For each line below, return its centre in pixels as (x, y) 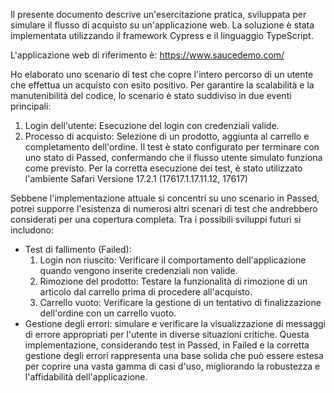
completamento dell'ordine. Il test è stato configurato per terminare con (172, 147)
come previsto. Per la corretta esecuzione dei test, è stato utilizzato (163, 168)
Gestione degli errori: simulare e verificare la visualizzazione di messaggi (175, 323)
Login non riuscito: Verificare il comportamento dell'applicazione (173, 260)
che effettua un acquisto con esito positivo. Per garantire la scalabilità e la (162, 85)
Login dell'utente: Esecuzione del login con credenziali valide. (152, 125)
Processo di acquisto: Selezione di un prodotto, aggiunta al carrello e (167, 136)
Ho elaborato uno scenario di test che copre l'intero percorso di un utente (162, 74)
